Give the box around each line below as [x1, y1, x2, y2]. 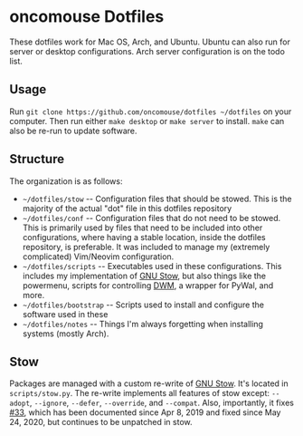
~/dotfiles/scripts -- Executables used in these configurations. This [22, 260, 282, 271]
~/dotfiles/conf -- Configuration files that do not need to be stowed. [22, 212, 281, 223]
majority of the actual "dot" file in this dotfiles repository [22, 202, 232, 214]
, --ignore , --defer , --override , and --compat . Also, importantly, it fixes [29, 397, 294, 409]
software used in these [22, 308, 109, 319]
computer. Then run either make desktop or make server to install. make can [9, 115, 285, 126]
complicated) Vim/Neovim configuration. [22, 251, 175, 262]
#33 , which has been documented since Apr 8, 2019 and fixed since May [9, 407, 281, 418]
